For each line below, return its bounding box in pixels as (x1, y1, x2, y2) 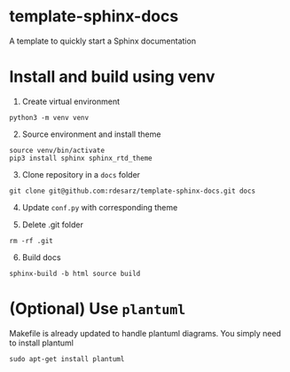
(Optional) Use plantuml (9, 299, 186, 319)
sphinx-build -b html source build (9, 269, 141, 278)
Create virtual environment (21, 96, 121, 107)
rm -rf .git (9, 236, 53, 245)
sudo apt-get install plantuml (9, 354, 125, 363)
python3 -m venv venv (9, 113, 90, 122)
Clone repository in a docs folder (21, 169, 140, 179)
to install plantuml (9, 337, 74, 348)
